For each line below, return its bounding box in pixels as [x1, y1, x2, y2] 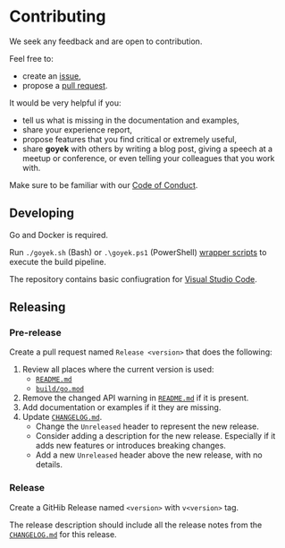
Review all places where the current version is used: [21, 364, 214, 375]
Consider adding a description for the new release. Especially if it [35, 431, 276, 441]
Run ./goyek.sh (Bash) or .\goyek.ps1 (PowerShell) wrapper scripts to [9, 246, 267, 257]
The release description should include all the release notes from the [9, 519, 263, 530]
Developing [9, 206, 74, 221]
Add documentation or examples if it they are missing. [21, 402, 222, 413]
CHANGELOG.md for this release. [9, 528, 118, 539]
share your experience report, [21, 124, 132, 135]
